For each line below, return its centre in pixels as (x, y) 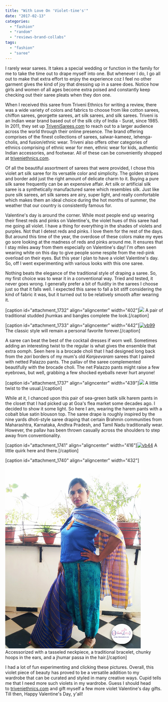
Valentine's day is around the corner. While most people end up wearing (80, 215)
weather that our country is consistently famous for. (59, 205)
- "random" (21, 32)
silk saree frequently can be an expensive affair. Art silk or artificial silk (78, 184)
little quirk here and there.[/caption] (42, 450)
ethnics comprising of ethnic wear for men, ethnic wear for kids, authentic (82, 147)
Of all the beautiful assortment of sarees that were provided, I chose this (80, 168)
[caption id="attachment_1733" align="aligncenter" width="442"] (72, 325)
